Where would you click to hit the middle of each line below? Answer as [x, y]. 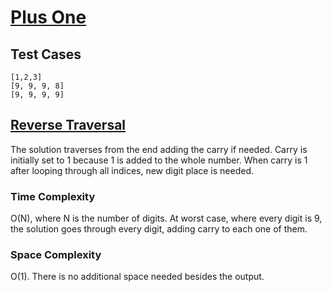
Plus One [48, 17]
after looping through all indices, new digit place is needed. [132, 170]
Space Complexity [56, 255]
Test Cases [46, 54]
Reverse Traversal [68, 125]
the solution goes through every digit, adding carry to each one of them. [159, 229]
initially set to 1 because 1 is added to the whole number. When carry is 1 [159, 160]
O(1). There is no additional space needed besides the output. [137, 277]
